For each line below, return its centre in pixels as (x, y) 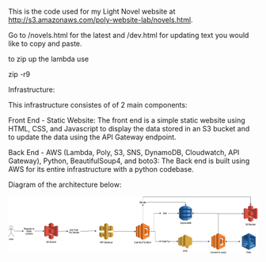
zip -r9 (19, 74)
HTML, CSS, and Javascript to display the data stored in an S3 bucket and (129, 129)
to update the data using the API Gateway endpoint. (92, 137)
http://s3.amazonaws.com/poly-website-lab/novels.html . (101, 20)
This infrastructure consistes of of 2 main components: (98, 105)
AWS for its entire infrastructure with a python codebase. (101, 169)
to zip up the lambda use (49, 59)
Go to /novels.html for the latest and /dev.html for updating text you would (129, 35)
